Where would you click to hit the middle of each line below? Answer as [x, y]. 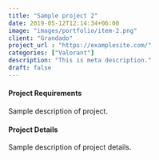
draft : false [30, 68]
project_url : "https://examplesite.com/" [80, 46]
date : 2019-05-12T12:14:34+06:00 [64, 23]
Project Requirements [45, 94]
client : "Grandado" [41, 38]
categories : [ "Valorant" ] [51, 53]
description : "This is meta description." [80, 61]
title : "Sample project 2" [53, 16]
